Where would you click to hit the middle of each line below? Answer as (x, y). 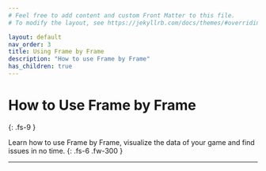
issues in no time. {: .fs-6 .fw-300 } (66, 151)
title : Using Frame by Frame (56, 52)
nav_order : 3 (30, 44)
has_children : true (40, 67)
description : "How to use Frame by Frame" (79, 59)
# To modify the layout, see (56, 23)
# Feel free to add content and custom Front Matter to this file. (122, 15)
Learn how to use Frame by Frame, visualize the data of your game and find (131, 142)
